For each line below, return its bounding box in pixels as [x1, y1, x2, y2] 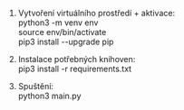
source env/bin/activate [17, 27, 107, 37]
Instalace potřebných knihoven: [17, 54, 136, 64]
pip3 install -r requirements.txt [17, 63, 132, 74]
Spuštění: [17, 81, 54, 91]
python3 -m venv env [17, 17, 99, 28]
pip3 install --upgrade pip [17, 36, 114, 47]
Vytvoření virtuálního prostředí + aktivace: [17, 8, 175, 18]
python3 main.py [17, 90, 82, 101]
